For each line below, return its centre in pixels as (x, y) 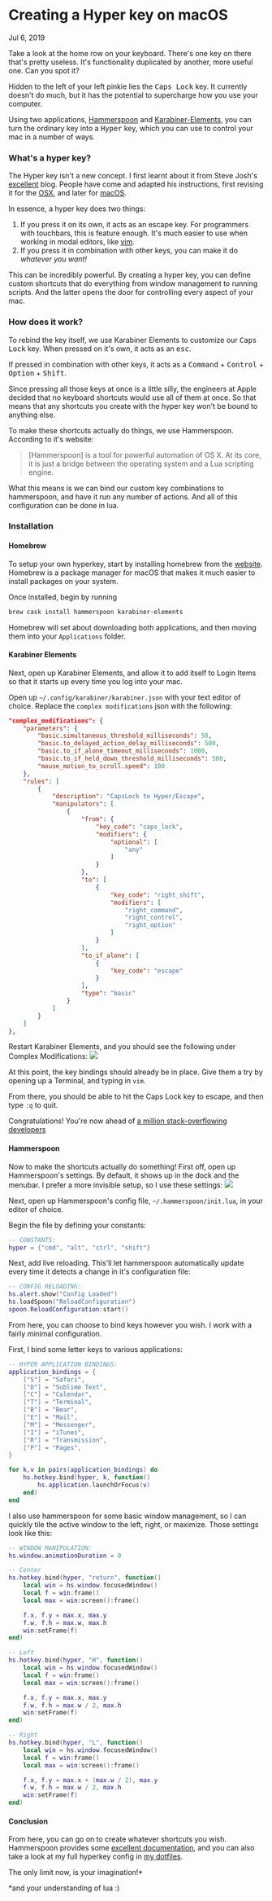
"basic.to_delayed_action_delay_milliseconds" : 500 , (129, 744)
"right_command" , (154, 910)
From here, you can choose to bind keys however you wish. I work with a (130, 1324)
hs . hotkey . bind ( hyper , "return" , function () (85, 1578)
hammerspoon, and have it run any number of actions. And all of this (123, 496)
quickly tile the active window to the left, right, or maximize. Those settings (134, 1524)
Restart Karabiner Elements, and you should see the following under (122, 1047)
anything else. (32, 415)
